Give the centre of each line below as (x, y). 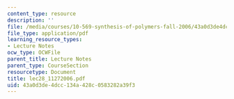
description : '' (31, 20)
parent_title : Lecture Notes (49, 59)
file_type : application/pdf (48, 33)
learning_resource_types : (45, 40)
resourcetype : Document (42, 72)
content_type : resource (42, 14)
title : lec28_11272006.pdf (46, 78)
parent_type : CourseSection (48, 66)
